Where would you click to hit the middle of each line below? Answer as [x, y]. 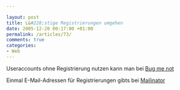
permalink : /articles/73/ [39, 34]
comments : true [25, 40]
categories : [21, 46]
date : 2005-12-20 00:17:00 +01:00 [50, 29]
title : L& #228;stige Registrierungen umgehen [65, 23]
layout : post [23, 17]
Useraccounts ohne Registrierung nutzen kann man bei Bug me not [90, 68]
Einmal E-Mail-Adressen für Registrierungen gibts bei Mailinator [86, 80]
